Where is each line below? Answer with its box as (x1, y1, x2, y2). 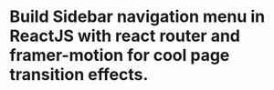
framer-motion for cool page (9, 45, 230, 65)
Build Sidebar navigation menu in (9, 6, 266, 27)
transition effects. (9, 65, 149, 85)
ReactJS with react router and (9, 25, 240, 46)
